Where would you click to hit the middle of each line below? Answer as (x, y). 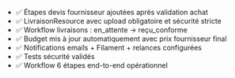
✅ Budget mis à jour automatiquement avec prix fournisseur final (121, 39)
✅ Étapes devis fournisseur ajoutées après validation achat (112, 12)
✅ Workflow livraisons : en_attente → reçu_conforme (101, 30)
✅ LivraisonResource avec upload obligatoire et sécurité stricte (118, 21)
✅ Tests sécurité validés (55, 56)
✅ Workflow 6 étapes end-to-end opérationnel (92, 65)
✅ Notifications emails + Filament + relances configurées (109, 48)
